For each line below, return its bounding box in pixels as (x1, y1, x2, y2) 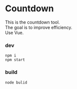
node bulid (5, 80, 27, 85)
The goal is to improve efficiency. (5, 24, 73, 30)
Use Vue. (5, 30, 24, 35)
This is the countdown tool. (5, 19, 60, 25)
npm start (5, 58, 26, 62)
